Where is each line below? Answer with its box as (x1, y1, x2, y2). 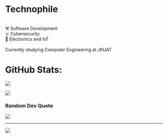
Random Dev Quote (5, 102, 53, 109)
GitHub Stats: (5, 64, 62, 75)
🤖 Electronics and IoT (5, 36, 49, 42)
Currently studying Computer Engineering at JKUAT (5, 46, 112, 52)
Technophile (5, 3, 58, 15)
